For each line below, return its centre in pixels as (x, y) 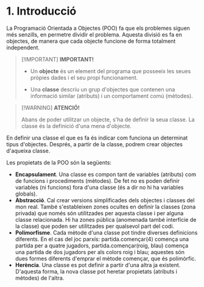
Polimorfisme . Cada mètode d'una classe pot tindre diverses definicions (106, 232)
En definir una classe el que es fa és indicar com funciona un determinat (97, 138)
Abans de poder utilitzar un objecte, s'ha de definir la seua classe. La (108, 119)
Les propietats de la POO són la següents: (59, 162)
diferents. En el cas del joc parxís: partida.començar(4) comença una (102, 239)
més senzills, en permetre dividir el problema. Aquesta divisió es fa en (94, 34)
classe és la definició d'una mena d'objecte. (76, 126)
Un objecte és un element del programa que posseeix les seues (111, 71)
